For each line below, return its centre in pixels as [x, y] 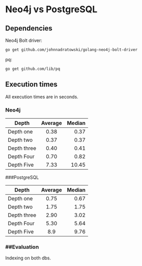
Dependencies [29, 28]
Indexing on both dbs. [28, 258]
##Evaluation [22, 247]
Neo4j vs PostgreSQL [51, 9]
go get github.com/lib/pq [33, 69]
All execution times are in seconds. [42, 97]
